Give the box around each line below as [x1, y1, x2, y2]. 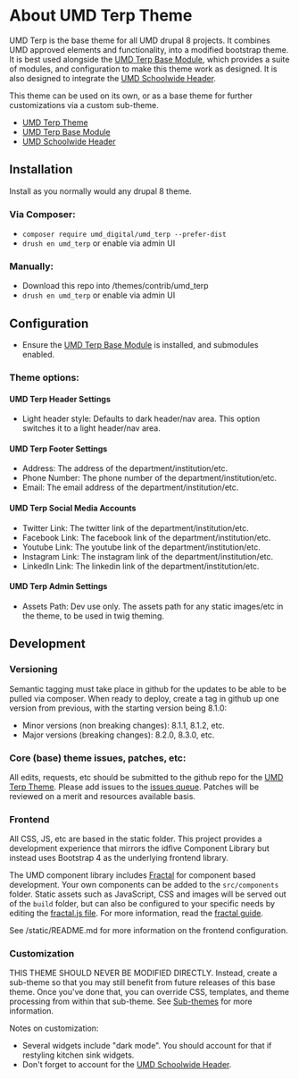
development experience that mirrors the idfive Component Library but [9, 843, 270, 854]
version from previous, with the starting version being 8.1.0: [9, 703, 228, 713]
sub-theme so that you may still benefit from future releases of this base [9, 977, 276, 988]
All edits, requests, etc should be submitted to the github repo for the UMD [9, 771, 284, 782]
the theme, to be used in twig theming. [21, 610, 165, 621]
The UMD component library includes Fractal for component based [9, 870, 256, 881]
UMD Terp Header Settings [9, 393, 112, 404]
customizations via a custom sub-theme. [9, 99, 159, 110]
